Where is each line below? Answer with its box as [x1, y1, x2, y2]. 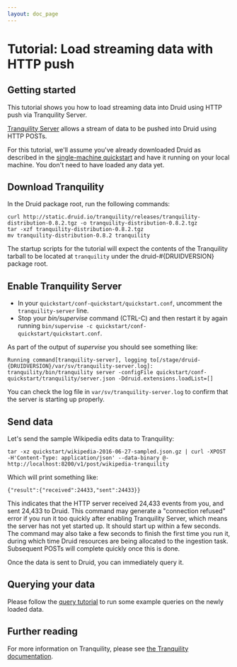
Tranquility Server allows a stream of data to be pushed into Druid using [7, 124, 217, 133]
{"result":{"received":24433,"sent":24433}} [7, 487, 141, 494]
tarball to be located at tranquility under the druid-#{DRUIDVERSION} [7, 252, 214, 261]
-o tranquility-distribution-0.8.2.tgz [80, 220, 198, 227]
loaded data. [7, 605, 45, 613]
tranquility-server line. [17, 306, 89, 315]
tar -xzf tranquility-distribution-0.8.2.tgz [7, 226, 144, 233]
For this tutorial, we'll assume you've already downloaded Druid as [7, 145, 202, 154]
